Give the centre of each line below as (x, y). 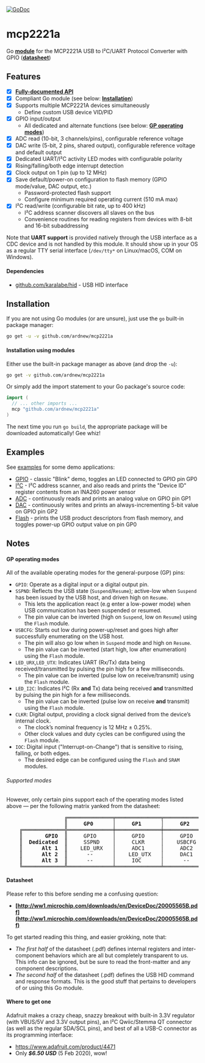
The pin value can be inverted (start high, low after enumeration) (106, 649)
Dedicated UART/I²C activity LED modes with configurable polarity (99, 159)
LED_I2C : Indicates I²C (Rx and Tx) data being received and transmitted (104, 688)
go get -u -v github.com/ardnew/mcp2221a (60, 336)
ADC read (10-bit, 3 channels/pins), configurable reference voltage (99, 138)
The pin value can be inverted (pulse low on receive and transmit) (107, 701)
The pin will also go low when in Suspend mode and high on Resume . (108, 643)
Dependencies (25, 271)
